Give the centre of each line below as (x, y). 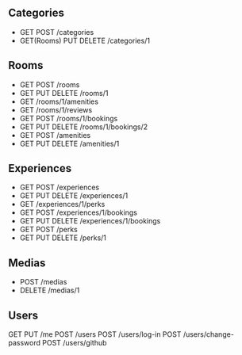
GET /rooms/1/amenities (59, 101)
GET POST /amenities (55, 135)
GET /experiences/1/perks (62, 204)
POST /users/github (75, 343)
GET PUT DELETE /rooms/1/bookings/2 (84, 127)
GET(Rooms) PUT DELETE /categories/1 (85, 40)
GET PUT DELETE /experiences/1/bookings (90, 221)
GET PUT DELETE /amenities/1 (69, 143)
